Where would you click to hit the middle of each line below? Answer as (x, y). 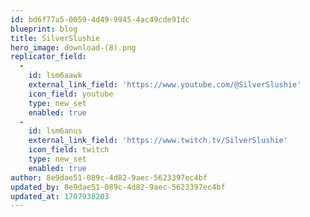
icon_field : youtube (71, 94)
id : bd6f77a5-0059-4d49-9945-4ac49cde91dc (100, 19)
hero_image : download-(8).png (73, 47)
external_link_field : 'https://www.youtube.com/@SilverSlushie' (165, 85)
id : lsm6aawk (55, 76)
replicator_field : (48, 57)
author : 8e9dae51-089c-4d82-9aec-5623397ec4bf (109, 177)
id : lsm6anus (55, 131)
